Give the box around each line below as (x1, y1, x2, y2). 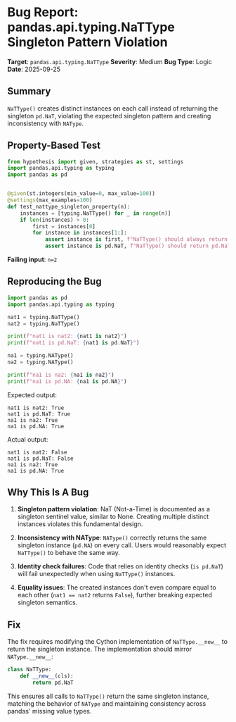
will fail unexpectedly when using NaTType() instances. (17, 570, 176, 578)
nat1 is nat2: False (7, 449, 68, 456)
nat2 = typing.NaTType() (7, 320, 80, 328)
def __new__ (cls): (20, 673, 74, 680)
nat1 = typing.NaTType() (7, 313, 80, 320)
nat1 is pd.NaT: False (7, 455, 74, 462)
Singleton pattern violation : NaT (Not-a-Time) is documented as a (17, 505, 211, 514)
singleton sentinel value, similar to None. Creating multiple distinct (17, 512, 209, 521)
